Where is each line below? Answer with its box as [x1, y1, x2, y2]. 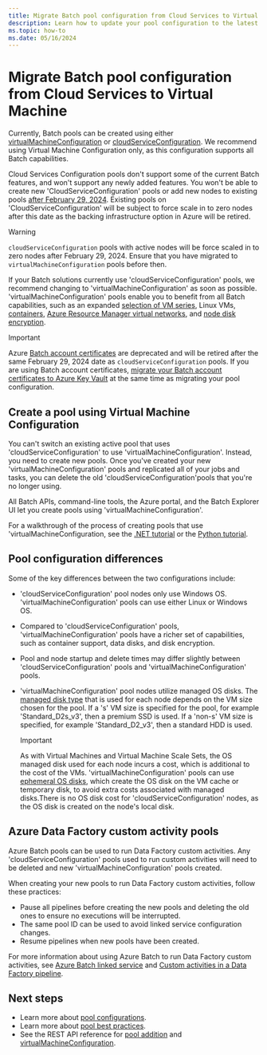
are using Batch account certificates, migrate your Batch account [8, 365, 222, 375]
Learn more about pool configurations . [19, 1013, 147, 1022]
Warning [8, 227, 36, 237]
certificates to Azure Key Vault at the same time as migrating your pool [8, 374, 241, 384]
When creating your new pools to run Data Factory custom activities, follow [8, 878, 256, 888]
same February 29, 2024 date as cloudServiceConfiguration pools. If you [8, 356, 249, 367]
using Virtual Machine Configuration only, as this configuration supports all [8, 145, 254, 155]
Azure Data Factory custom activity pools [8, 825, 219, 838]
